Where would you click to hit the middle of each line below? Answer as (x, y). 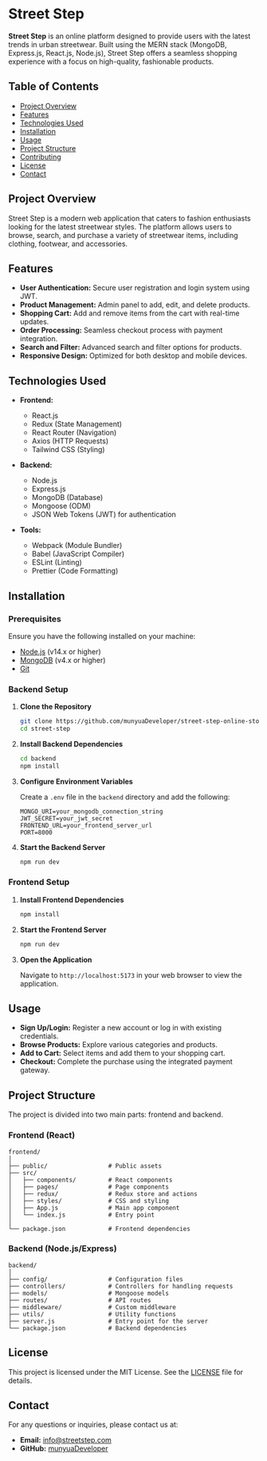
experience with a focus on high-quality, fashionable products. (111, 62)
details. (20, 1380)
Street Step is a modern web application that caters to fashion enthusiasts (130, 218)
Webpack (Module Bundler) (77, 546)
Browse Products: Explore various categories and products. (118, 1045)
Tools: (30, 530)
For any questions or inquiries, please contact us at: (93, 1425)
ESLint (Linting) (57, 562)
